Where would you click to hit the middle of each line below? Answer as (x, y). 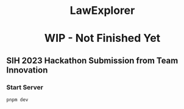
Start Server (25, 87)
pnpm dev (17, 100)
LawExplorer (102, 11)
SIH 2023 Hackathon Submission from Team (92, 60)
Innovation (27, 70)
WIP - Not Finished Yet (102, 38)
